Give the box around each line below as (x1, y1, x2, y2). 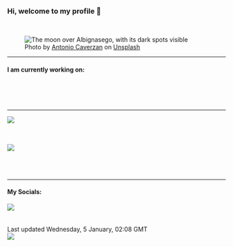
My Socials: (7, 188, 42, 196)
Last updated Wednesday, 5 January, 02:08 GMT (7, 225, 148, 233)
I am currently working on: (7, 65, 85, 74)
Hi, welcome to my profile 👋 (7, 6, 102, 16)
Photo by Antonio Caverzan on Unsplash (24, 43, 141, 51)
